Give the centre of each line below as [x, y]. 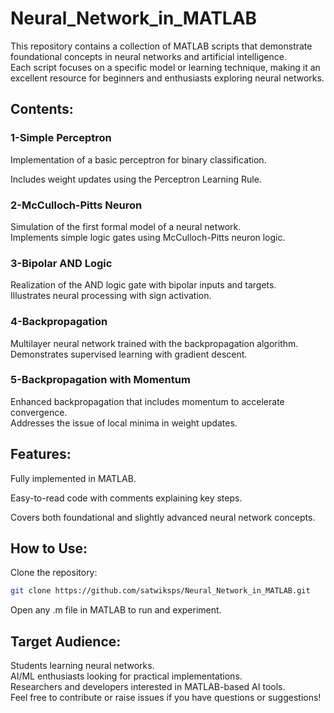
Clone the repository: [54, 573]
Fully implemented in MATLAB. [73, 478]
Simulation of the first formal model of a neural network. [126, 226]
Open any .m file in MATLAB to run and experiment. [116, 610]
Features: [41, 454]
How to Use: [49, 548]
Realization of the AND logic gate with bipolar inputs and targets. [143, 285]
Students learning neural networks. [82, 666]
